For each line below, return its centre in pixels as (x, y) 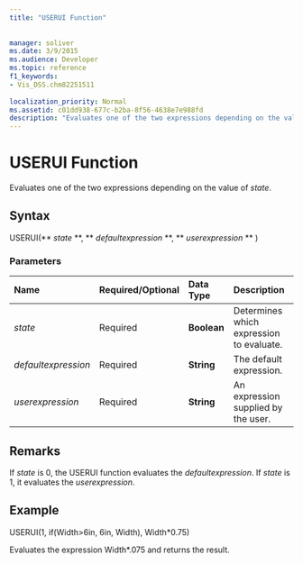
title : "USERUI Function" (58, 18)
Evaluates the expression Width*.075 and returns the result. (119, 550)
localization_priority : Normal (68, 101)
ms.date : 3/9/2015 (44, 51)
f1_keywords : (34, 77)
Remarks (35, 451)
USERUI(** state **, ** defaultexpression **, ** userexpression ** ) (134, 237)
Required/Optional (139, 290)
